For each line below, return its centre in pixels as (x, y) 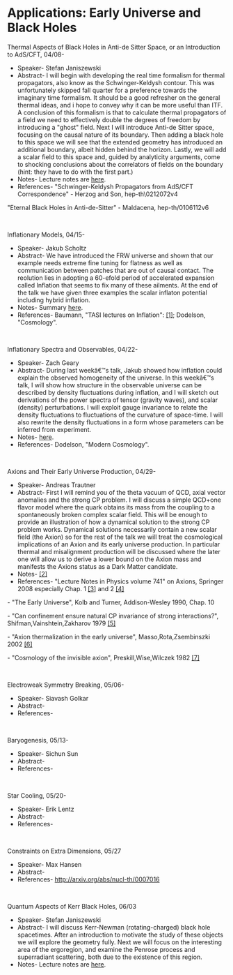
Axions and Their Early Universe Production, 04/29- (82, 471)
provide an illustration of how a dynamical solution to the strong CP (113, 522)
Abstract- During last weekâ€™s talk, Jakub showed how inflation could (120, 370)
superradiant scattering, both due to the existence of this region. (110, 957)
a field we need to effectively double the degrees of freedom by (109, 119)
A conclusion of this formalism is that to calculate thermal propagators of (122, 112)
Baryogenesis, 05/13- (38, 740)
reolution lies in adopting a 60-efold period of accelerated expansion (116, 278)
